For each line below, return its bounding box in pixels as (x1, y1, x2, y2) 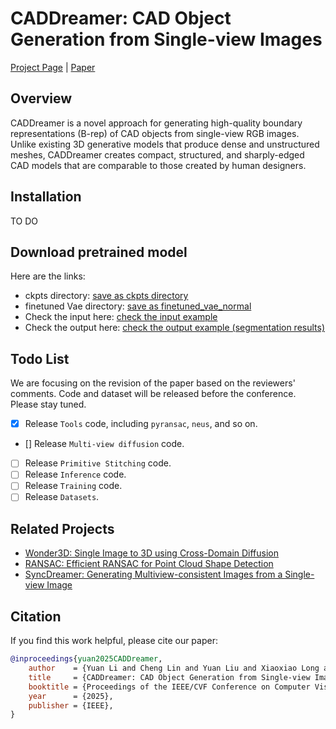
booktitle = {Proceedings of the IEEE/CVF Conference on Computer (28, 682, 311, 692)
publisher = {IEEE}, (28, 700, 114, 711)
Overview (10, 90, 73, 107)
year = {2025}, (28, 691, 114, 701)
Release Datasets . (24, 491, 100, 503)
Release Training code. (24, 480, 123, 492)
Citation (10, 608, 62, 625)
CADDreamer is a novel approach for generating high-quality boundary (10, 117, 303, 129)
